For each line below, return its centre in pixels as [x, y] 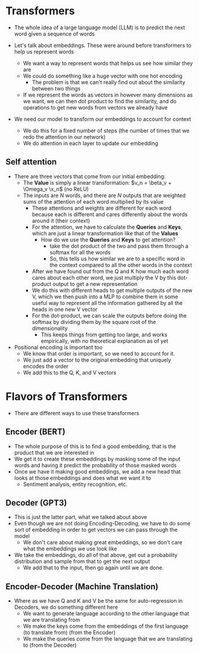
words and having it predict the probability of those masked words [95, 465]
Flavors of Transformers [67, 396]
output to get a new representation [95, 284]
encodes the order [46, 366]
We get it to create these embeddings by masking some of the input [97, 459]
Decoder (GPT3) [36, 502]
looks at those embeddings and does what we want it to [83, 478]
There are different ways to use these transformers [77, 413]
